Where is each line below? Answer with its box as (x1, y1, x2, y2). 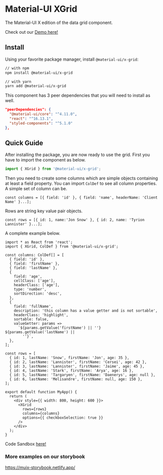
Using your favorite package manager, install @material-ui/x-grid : (5, 56, 139, 62)
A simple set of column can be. (5, 186, 67, 192)
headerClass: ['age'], (14, 283, 60, 288)
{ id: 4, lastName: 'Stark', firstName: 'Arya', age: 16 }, (9, 368, 134, 373)
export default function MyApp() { (5, 390, 77, 395)
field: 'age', (14, 274, 42, 279)
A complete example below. (5, 230, 61, 236)
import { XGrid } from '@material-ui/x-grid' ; (5, 166, 101, 172)
